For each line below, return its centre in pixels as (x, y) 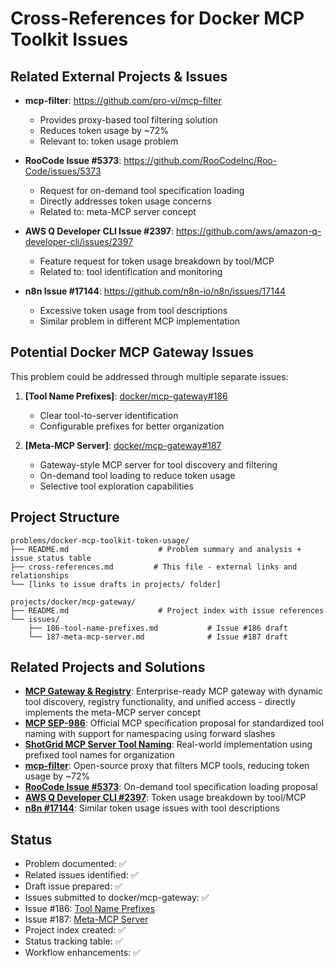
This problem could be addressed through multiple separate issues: (149, 376)
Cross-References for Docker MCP (157, 18)
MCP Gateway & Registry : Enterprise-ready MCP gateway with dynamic (174, 691)
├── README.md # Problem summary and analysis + (156, 549)
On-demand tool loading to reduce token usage (137, 475)
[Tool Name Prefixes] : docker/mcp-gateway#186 (126, 396)
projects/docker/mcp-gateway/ (73, 602)
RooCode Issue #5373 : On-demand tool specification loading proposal (171, 787)
